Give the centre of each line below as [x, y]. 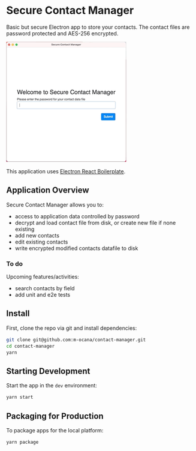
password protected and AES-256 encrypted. [62, 33]
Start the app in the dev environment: [52, 386]
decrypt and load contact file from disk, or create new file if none [95, 223]
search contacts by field [45, 288]
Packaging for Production [55, 416]
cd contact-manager [31, 346]
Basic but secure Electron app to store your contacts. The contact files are [98, 27]
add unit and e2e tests [43, 295]
